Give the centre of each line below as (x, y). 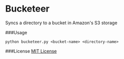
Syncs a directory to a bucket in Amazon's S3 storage (61, 23)
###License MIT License (31, 51)
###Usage (16, 32)
